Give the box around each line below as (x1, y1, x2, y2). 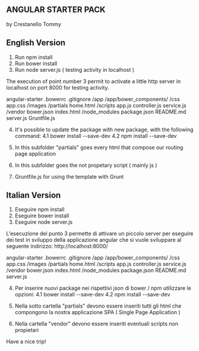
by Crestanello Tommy (6, 20, 61, 27)
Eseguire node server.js (14, 219, 73, 226)
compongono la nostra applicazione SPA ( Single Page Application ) (14, 309, 181, 316)
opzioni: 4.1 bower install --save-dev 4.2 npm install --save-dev (14, 291, 170, 298)
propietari (14, 327, 39, 334)
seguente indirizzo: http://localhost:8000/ (6, 243, 108, 250)
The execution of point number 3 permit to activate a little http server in (6, 77, 181, 85)
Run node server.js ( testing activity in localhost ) (14, 66, 135, 73)
